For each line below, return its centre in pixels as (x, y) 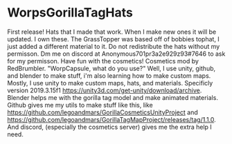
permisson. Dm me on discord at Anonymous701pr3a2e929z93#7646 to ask (116, 54)
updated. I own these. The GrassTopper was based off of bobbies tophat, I (113, 39)
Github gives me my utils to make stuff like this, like (80, 105)
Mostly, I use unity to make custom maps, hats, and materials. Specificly (110, 83)
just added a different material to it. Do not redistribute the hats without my (114, 46)
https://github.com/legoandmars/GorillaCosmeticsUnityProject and (103, 112)
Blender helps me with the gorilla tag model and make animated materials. (113, 97)
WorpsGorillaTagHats (70, 13)
